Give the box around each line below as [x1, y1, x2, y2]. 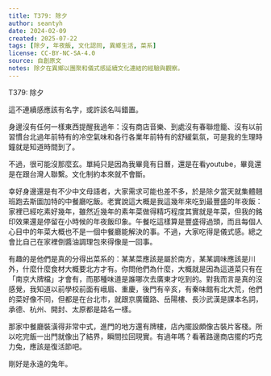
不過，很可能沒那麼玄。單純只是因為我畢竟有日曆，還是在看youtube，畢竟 [8, 159, 255, 169]
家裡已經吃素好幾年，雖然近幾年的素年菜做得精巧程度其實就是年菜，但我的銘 [8, 207, 263, 216]
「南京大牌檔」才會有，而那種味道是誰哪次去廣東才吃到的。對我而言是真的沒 [8, 274, 263, 283]
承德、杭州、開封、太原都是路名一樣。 [8, 304, 135, 314]
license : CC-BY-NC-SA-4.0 [8, 49, 95, 57]
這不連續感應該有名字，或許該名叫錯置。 [8, 104, 143, 114]
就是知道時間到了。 [15, 142, 79, 152]
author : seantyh [8, 19, 63, 27]
